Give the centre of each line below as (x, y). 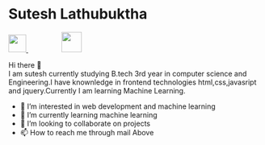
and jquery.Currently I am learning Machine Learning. (97, 90)
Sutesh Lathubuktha (78, 14)
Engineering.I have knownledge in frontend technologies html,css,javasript (132, 82)
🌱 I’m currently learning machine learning (88, 114)
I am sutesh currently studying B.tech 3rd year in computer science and (128, 73)
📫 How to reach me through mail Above (87, 132)
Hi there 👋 (25, 64)
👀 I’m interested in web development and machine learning (118, 106)
